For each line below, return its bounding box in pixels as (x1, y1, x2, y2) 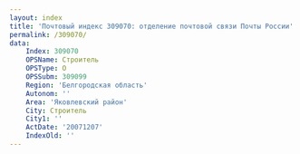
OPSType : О (25, 64, 67, 73)
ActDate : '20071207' (25, 123, 103, 132)
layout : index (9, 13, 63, 23)
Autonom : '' (25, 89, 71, 98)
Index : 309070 (25, 47, 79, 56)
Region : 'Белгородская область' (25, 81, 148, 90)
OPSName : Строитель (25, 55, 100, 64)
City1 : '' (25, 114, 63, 123)
